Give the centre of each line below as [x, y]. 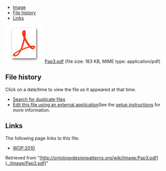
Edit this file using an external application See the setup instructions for [87, 104]
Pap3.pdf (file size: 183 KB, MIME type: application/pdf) [103, 61]
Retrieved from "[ [23, 158]
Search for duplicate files [39, 99]
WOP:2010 [24, 148]
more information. [31, 110]
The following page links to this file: [42, 138]
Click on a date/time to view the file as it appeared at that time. [71, 89]
